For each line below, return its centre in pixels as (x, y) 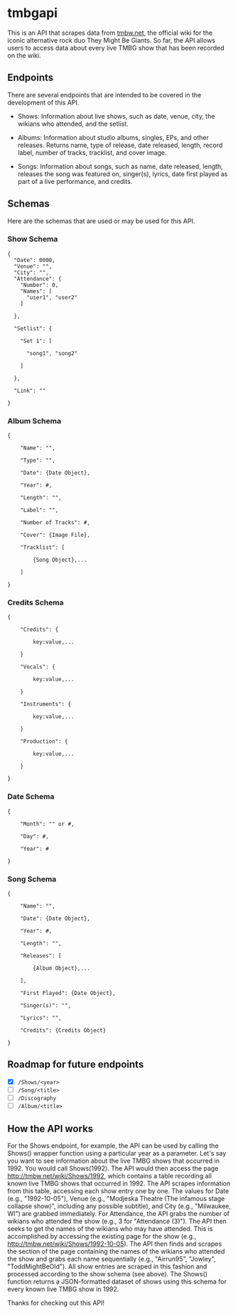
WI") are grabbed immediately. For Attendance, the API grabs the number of (119, 1213)
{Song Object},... (60, 560)
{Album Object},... (62, 968)
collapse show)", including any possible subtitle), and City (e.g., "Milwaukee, (119, 1206)
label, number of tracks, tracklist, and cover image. (92, 152)
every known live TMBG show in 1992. (63, 1289)
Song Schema (32, 879)
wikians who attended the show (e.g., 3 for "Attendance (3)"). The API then (117, 1221)
